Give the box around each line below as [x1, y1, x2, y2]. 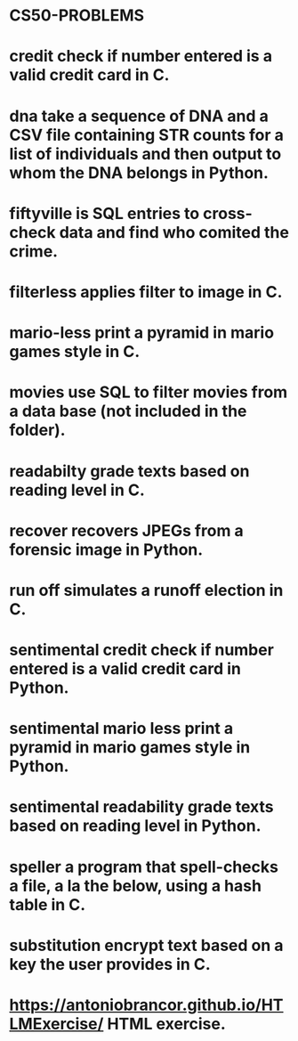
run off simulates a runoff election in [9, 580, 284, 600]
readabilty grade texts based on [9, 460, 250, 481]
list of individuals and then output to [9, 143, 282, 164]
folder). [9, 420, 66, 441]
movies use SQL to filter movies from [9, 382, 288, 403]
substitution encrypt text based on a [9, 935, 284, 956]
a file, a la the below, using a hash [9, 875, 262, 896]
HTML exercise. [106, 1014, 227, 1034]
